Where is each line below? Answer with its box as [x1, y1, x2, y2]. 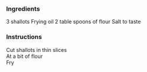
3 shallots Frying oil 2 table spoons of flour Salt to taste [6, 18, 141, 25]
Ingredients [6, 5, 40, 13]
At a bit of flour [6, 53, 43, 60]
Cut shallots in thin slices [6, 46, 67, 53]
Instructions [6, 33, 43, 41]
